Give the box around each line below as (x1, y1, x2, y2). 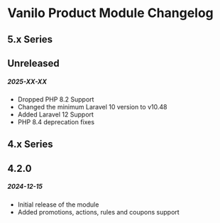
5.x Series (7, 33, 53, 45)
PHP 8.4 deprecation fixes (17, 117, 94, 126)
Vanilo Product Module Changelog (7, 5, 214, 21)
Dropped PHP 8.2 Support (17, 94, 94, 104)
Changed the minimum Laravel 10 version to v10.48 (17, 102, 167, 111)
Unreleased (7, 57, 60, 69)
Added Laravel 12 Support (17, 110, 94, 119)
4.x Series (7, 138, 53, 151)
